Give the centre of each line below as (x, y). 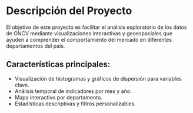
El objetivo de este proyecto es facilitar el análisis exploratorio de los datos (96, 27)
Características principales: (58, 64)
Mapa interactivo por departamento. (59, 97)
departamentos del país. (36, 46)
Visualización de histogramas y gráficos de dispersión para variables (98, 78)
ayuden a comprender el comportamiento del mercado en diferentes (89, 39)
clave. (22, 85)
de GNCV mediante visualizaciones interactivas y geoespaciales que (89, 33)
